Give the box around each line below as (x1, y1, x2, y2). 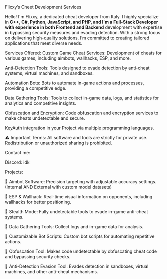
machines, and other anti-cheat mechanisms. (5, 269, 98, 274)
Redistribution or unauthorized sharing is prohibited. (5, 140, 112, 146)
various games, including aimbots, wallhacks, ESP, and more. (5, 55, 131, 61)
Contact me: (5, 150, 31, 155)
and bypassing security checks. (5, 254, 71, 259)
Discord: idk (5, 159, 30, 165)
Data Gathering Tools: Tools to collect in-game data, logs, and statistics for (5, 95, 159, 101)
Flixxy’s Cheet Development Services (5, 4, 82, 10)
